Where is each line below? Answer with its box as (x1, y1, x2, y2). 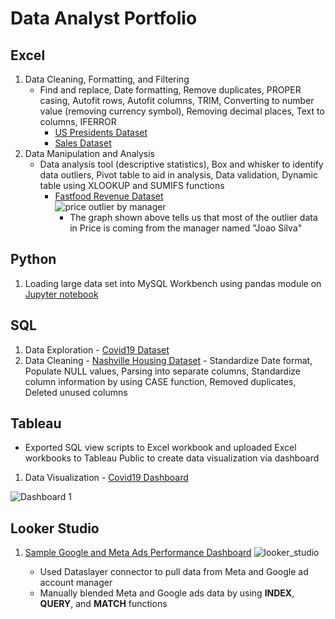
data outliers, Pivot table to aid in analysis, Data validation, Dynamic (39, 169, 318, 181)
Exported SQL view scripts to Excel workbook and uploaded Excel (24, 442, 297, 454)
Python (10, 251, 57, 268)
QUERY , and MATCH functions (39, 598, 168, 610)
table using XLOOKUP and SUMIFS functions (39, 180, 225, 191)
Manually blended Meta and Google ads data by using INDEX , (39, 587, 295, 599)
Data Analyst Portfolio (10, 7, 198, 30)
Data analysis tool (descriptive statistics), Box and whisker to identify (39, 158, 324, 170)
